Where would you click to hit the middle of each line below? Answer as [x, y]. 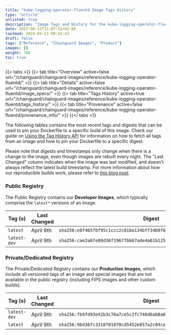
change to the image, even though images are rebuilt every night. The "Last [84, 157]
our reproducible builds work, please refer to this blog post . [67, 173]
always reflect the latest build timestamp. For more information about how [83, 167]
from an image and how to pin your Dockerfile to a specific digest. [75, 141]
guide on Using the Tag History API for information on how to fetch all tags [83, 136]
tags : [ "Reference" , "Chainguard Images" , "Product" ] [64, 43]
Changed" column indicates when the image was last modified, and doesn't [84, 162]
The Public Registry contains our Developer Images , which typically [77, 197]
